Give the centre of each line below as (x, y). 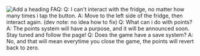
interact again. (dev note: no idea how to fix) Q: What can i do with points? (99, 22)
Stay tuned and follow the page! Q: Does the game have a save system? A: (100, 35)
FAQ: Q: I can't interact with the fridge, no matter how (117, 9)
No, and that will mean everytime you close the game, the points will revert (100, 41)
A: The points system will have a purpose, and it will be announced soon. (98, 28)
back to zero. (23, 48)
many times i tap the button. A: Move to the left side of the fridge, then (95, 16)
